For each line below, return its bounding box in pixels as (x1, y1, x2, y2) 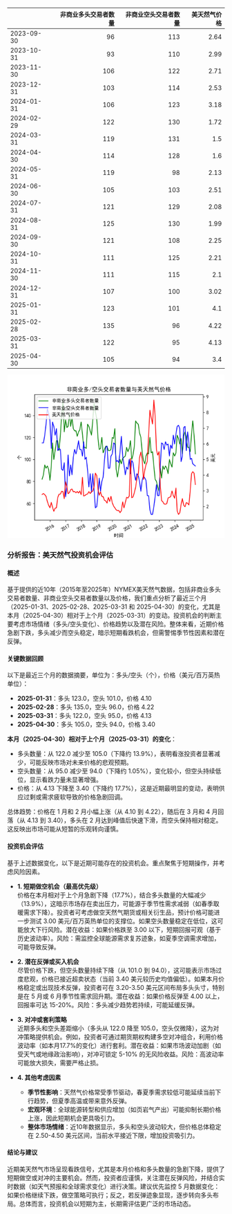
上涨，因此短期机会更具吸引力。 (27, 1114, 119, 1122)
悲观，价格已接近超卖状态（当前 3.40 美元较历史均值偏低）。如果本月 (23, 975, 219, 983)
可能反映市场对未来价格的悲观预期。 (29, 758, 133, 766)
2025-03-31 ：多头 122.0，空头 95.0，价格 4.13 (17, 712, 152, 720)
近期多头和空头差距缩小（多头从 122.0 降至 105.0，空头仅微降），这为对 (17, 1024, 220, 1032)
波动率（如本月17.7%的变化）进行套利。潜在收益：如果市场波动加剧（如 (17, 1041, 222, 1049)
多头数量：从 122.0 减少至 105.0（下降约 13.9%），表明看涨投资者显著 (17, 750, 215, 758)
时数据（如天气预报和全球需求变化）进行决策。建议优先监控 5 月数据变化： (7, 1182, 220, 1190)
